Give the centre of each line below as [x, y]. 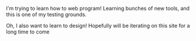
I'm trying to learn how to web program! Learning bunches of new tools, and [98, 8]
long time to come [28, 32]
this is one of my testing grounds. [46, 14]
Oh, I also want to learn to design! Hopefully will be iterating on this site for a [98, 26]
